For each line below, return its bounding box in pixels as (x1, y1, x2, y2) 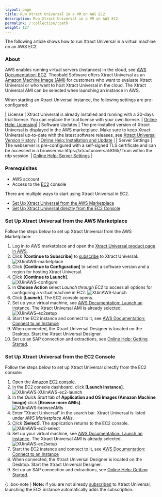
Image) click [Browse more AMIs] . (12, 400, 81, 406)
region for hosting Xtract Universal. (12, 269, 82, 275)
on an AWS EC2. (5, 44, 38, 50)
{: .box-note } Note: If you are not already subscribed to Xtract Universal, (5, 481, 151, 487)
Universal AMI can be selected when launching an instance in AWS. (5, 88, 140, 93)
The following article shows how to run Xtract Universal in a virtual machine (5, 38, 156, 44)
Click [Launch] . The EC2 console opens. (12, 295, 94, 301)
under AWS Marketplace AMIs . (12, 415, 74, 421)
